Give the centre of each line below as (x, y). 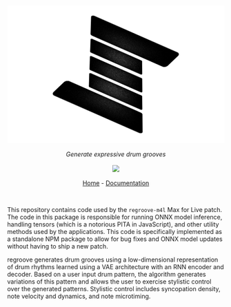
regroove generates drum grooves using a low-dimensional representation (113, 260)
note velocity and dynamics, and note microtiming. (79, 296)
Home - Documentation (116, 183)
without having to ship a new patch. (58, 246)
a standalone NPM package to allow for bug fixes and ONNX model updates (115, 239)
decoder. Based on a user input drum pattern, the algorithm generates (107, 274)
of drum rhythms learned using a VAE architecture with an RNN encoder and (115, 267)
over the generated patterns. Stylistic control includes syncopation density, (114, 289)
